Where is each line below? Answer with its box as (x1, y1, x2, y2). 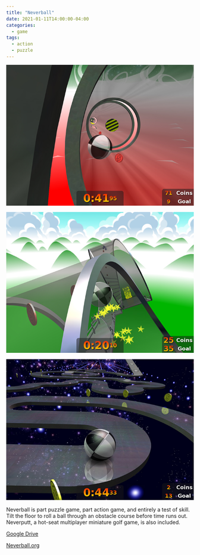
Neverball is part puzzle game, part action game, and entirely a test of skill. (6, 506, 190, 513)
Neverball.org (6, 541, 40, 548)
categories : (6, 22, 36, 28)
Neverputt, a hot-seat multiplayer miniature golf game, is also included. (6, 519, 180, 526)
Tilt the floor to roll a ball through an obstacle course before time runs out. (6, 512, 188, 519)
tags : (6, 35, 20, 41)
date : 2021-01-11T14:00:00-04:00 (6, 15, 89, 22)
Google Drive (6, 530, 39, 537)
